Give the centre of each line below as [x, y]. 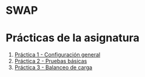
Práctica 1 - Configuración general [57, 55]
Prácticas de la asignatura [73, 38]
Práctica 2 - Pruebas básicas [51, 61]
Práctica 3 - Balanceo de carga [53, 67]
